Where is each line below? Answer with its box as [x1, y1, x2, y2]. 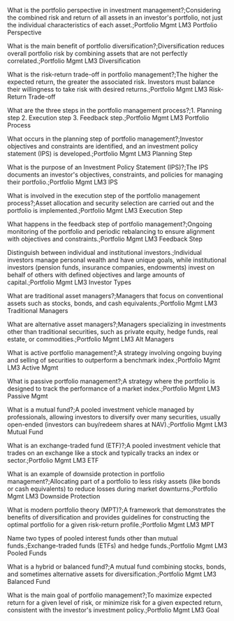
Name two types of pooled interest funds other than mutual [7, 534, 178, 542]
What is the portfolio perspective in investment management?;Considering [7, 6, 221, 14]
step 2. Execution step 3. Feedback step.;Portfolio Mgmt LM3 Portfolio [7, 113, 210, 122]
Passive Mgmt [7, 392, 48, 400]
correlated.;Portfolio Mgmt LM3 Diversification [7, 57, 141, 65]
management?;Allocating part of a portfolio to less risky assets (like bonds [7, 477, 221, 485]
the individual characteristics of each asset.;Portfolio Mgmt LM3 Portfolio [7, 21, 218, 29]
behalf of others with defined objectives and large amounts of [7, 271, 185, 279]
